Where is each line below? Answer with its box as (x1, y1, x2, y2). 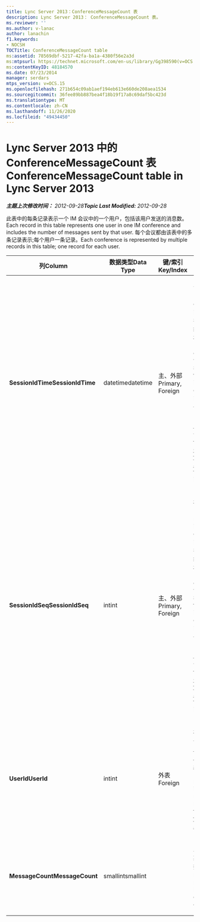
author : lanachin (6, 31, 49, 37)
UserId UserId (9, 774, 48, 783)
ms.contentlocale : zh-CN (6, 102, 68, 109)
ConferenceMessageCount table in (6, 169, 183, 183)
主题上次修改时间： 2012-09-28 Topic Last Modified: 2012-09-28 (6, 202, 167, 210)
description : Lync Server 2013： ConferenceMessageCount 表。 (6, 14, 161, 20)
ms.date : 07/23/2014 (6, 70, 58, 76)
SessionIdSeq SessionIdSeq (9, 601, 89, 610)
